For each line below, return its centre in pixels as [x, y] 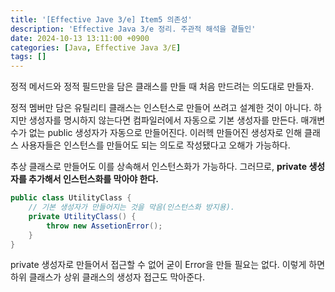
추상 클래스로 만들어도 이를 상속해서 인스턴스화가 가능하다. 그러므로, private [159, 167]
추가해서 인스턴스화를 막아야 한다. [93, 179]
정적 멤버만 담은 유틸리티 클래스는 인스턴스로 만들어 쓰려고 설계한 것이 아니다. [161, 108]
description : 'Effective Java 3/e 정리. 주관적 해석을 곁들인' [133, 29]
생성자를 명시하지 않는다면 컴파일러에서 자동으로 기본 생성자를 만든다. [163, 120]
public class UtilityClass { [71, 198]
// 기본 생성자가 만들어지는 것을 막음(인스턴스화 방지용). [131, 207]
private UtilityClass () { [82, 216]
